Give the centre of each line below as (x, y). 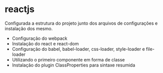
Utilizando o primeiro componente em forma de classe (68, 59)
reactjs (20, 9)
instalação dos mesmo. (29, 28)
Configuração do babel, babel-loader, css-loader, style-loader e (78, 49)
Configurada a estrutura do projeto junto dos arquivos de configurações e (81, 23)
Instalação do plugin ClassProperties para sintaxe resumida (73, 65)
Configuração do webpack (39, 38)
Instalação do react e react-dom (45, 43)
